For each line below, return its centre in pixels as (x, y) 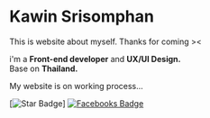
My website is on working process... (77, 86)
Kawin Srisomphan (82, 17)
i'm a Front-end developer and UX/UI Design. (95, 59)
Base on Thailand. (44, 68)
